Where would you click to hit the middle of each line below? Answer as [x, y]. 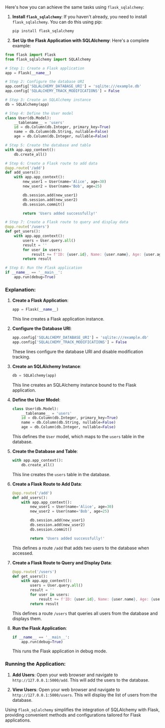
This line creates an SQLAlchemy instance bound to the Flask [74, 385]
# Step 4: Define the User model [39, 113]
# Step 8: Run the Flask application [44, 268]
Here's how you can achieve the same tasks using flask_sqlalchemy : [75, 7]
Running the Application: [36, 664]
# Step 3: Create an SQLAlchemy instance [48, 100]
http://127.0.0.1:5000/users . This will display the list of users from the [84, 695]
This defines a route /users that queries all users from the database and [85, 613]
